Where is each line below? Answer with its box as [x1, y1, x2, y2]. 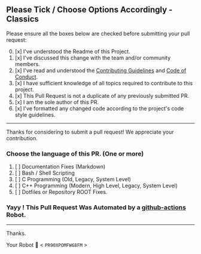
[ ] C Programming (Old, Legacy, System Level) [14, 176, 132, 183]
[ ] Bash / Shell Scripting [14, 169, 75, 176]
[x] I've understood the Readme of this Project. [14, 48, 130, 55]
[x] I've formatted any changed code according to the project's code [14, 104, 184, 112]
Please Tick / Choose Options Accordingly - [6, 5, 173, 15]
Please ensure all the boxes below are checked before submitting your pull [6, 30, 190, 37]
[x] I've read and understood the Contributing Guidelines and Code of [14, 67, 187, 74]
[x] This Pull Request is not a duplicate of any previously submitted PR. [14, 92, 190, 99]
